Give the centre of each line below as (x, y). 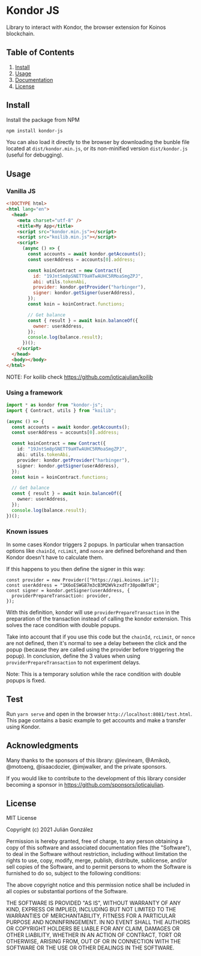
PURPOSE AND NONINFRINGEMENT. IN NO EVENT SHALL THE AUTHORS (98, 922)
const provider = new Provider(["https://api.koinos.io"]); (83, 580)
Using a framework (34, 392)
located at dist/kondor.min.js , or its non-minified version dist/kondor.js (97, 149)
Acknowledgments (43, 745)
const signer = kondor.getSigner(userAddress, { (68, 590)
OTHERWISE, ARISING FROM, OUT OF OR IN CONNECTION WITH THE (94, 942)
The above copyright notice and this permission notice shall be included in (98, 885)
